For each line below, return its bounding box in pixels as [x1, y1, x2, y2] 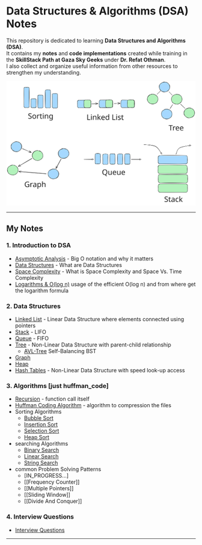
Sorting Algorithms [14, 408, 62, 416]
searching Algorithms [14, 440, 69, 448]
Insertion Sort [23, 421, 58, 428]
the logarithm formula [14, 287, 69, 294]
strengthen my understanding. [6, 69, 81, 76]
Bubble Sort [23, 414, 54, 422]
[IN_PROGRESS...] [23, 472, 69, 479]
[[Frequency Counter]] [23, 478, 80, 485]
